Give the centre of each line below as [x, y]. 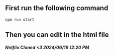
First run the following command [57, 8]
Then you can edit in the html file [57, 35]
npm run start [20, 19]
